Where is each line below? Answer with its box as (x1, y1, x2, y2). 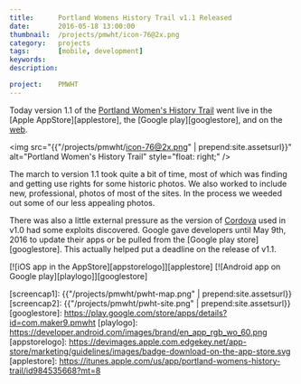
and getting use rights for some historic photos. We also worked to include (9, 178, 287, 189)
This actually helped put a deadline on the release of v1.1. (63, 243, 277, 254)
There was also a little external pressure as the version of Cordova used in (9, 214, 287, 226)
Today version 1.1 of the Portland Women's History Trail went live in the (9, 105, 273, 116)
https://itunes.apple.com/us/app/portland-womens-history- (59, 355, 281, 366)
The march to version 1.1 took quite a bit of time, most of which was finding (9, 168, 287, 179)
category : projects (9, 38, 91, 48)
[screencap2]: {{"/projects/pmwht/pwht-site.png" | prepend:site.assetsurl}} (9, 297, 291, 308)
